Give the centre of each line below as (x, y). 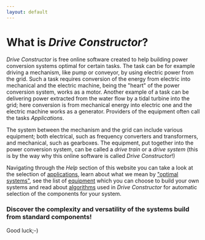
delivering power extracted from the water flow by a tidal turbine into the (98, 98)
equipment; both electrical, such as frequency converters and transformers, (102, 136)
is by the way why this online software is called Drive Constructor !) (91, 156)
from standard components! (49, 217)
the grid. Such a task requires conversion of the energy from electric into (99, 79)
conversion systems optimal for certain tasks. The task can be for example (101, 66)
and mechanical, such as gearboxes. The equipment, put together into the (100, 143)
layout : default (27, 12)
